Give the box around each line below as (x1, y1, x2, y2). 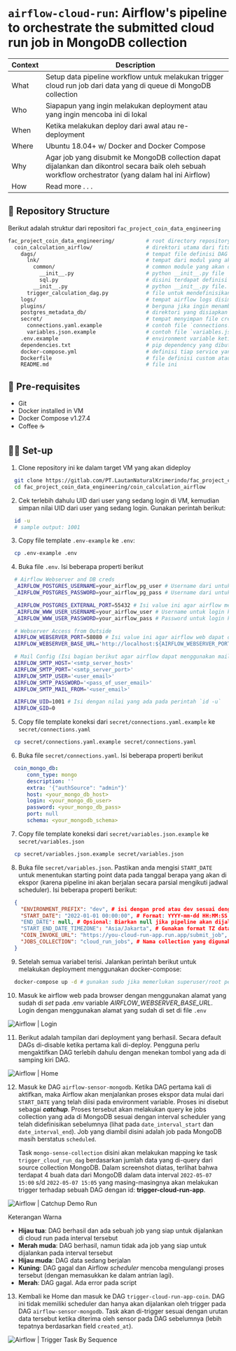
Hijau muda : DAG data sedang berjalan (18, 1256, 132, 1264)
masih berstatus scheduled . (18, 1134, 97, 1143)
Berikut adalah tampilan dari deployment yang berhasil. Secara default (18, 1033, 221, 1041)
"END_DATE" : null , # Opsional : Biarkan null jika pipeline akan (20, 919, 212, 926)
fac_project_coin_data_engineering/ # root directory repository (8, 237, 231, 245)
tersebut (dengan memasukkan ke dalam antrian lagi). (18, 1270, 174, 1280)
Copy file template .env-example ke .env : (18, 536, 135, 544)
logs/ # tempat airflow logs (20, 296, 212, 303)
